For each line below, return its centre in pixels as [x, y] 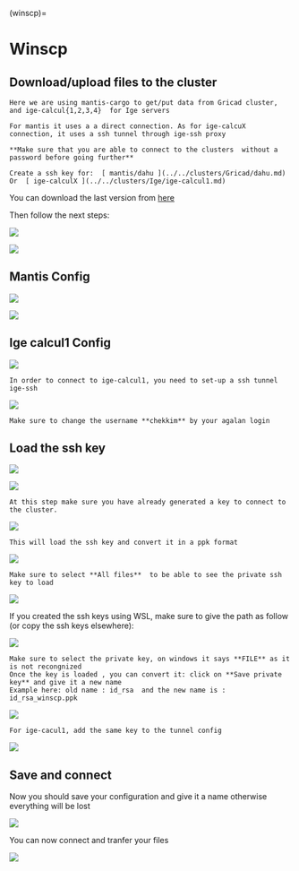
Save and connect [60, 775]
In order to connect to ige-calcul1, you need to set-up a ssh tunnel [144, 380]
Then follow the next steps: [60, 215]
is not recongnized [46, 667]
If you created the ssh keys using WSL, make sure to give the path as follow [149, 617]
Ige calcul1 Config [60, 343]
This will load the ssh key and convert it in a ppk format [124, 543]
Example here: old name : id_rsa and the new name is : [118, 690]
